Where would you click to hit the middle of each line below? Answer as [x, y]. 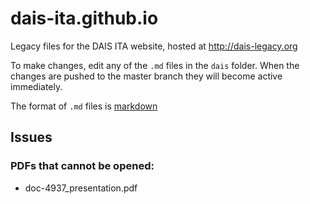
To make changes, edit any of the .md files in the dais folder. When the [155, 65]
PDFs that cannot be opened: [82, 166]
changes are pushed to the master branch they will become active [146, 76]
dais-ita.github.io [84, 18]
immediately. [36, 86]
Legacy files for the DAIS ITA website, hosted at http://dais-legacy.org [154, 46]
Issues [31, 137]
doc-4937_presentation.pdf [81, 188]
